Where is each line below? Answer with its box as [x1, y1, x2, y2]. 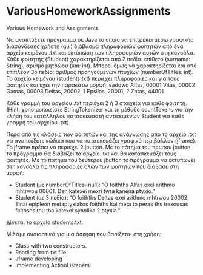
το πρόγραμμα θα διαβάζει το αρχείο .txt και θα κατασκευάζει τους [6, 150, 177, 157]
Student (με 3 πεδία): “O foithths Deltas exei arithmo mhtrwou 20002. [15, 194, 189, 201]
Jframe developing [15, 255, 62, 262]
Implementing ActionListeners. [15, 261, 92, 268]
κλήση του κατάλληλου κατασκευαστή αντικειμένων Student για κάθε [6, 112, 185, 120]
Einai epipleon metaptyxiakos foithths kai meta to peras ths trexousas [15, 200, 188, 208]
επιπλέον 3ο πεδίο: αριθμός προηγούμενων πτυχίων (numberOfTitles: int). [6, 68, 194, 75]
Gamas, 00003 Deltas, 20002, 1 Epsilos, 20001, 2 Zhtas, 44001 [6, 87, 164, 95]
